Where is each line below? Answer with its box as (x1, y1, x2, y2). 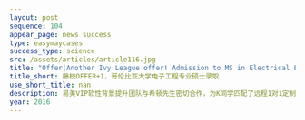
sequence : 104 (9, 22, 64, 31)
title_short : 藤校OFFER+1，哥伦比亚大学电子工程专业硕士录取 (9, 72, 220, 81)
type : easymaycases (9, 38, 84, 48)
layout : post (9, 13, 59, 23)
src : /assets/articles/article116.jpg (9, 55, 156, 64)
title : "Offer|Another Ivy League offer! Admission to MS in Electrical (9, 64, 290, 73)
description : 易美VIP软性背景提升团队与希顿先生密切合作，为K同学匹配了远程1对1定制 (9, 88, 297, 97)
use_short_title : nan (9, 80, 92, 89)
